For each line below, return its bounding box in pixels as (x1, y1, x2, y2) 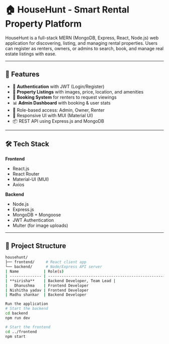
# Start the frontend (5, 324, 51, 329)
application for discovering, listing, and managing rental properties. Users (5, 40, 157, 46)
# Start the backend (5, 306, 49, 311)
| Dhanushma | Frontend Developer (5, 283, 89, 288)
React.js (12, 165, 30, 171)
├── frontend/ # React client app (5, 260, 87, 265)
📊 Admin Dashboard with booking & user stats (12, 100, 111, 106)
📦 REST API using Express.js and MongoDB (12, 118, 105, 124)
